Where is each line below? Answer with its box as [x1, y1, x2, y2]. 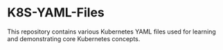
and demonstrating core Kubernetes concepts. [7, 34, 141, 42]
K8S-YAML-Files [7, 5, 105, 21]
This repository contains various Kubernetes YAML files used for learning [7, 27, 216, 36]
